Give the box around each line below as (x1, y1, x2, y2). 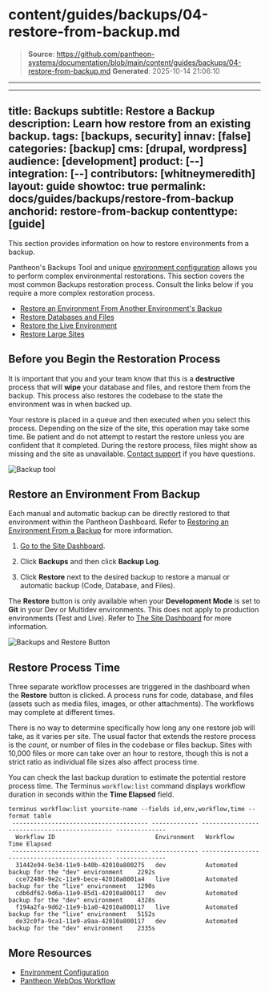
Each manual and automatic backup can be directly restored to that (8, 509, 231, 519)
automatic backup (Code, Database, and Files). (19, 581, 176, 591)
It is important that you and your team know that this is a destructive (8, 373, 235, 383)
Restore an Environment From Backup (8, 487, 200, 501)
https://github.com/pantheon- (56, 49, 155, 59)
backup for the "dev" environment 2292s (8, 868, 156, 877)
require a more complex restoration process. (8, 288, 155, 297)
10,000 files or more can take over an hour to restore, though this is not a (8, 749, 249, 758)
